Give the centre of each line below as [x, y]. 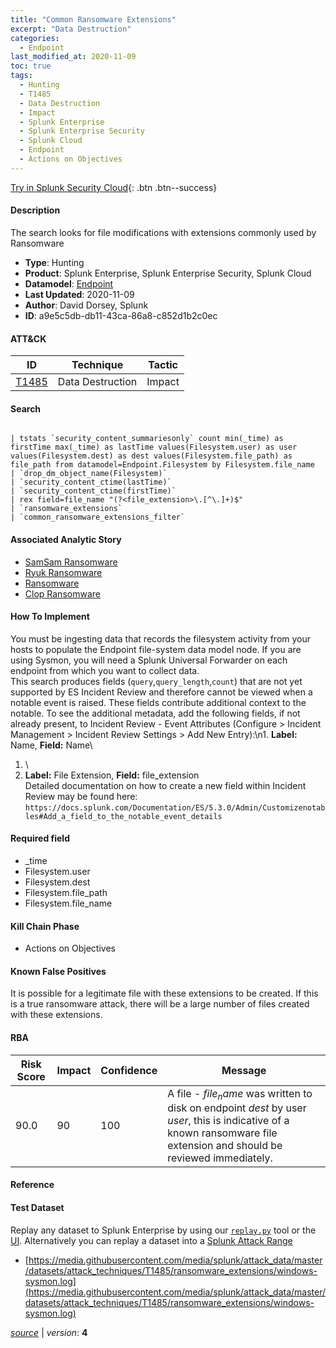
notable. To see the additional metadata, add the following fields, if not [155, 713]
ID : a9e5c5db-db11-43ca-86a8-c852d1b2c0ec [121, 315]
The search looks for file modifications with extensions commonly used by [163, 232]
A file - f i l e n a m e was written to [240, 1094]
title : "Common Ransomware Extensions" [93, 19]
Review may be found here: [81, 796]
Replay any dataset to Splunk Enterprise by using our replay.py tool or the [163, 1230]
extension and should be [225, 1145]
